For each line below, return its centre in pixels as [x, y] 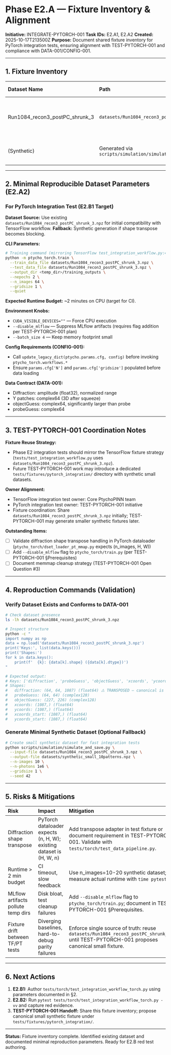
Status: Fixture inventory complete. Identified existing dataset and [75, 1037]
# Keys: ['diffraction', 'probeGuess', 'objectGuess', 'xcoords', [77, 681]
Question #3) [26, 569]
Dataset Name [25, 89]
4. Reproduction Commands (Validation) [70, 590]
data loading [26, 373]
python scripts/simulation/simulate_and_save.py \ [60, 747]
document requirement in [99, 836]
